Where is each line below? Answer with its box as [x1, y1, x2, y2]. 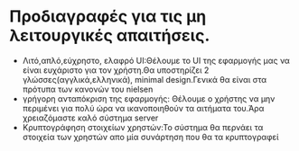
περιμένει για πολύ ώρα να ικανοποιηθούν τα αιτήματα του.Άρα [22, 102, 265, 113]
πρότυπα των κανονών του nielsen [22, 84, 154, 94]
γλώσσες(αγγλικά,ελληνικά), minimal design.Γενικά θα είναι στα [22, 74, 267, 84]
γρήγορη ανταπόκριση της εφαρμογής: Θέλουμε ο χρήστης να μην [22, 93, 276, 104]
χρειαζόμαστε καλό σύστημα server [22, 112, 159, 123]
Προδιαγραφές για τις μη [9, 6, 207, 27]
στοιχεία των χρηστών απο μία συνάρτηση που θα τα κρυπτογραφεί [22, 131, 279, 142]
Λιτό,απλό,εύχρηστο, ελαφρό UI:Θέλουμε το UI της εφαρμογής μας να [22, 55, 291, 66]
